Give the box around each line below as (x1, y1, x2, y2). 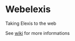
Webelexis (5, 4, 51, 15)
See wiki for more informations (5, 30, 70, 36)
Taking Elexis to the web (5, 20, 57, 26)
